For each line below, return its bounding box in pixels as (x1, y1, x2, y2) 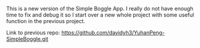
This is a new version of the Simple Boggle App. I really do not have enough (6, 5, 193, 12)
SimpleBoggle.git (6, 36, 49, 42)
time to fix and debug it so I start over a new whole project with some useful (6, 11, 194, 18)
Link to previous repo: (6, 29, 60, 36)
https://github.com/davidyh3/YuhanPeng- (61, 29, 165, 36)
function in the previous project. (6, 18, 85, 24)
